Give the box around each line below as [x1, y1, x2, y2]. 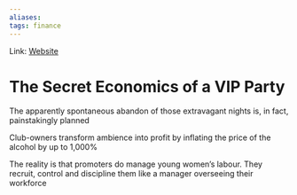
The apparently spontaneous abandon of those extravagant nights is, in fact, [9, 105, 289, 116]
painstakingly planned [9, 115, 90, 126]
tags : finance [9, 21, 62, 30]
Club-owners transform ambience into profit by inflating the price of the [9, 132, 271, 143]
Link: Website [9, 45, 59, 56]
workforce [9, 178, 47, 189]
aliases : [9, 12, 42, 22]
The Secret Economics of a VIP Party [9, 76, 285, 97]
